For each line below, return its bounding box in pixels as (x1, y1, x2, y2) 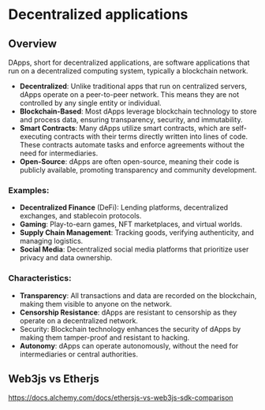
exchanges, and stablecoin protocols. (19, 211, 142, 221)
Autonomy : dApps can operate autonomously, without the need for (19, 341, 239, 350)
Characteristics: (8, 273, 72, 284)
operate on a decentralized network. (19, 315, 138, 325)
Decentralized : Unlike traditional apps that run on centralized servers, (19, 81, 247, 91)
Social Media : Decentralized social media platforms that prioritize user (19, 244, 249, 254)
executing (19, 132, 53, 141)
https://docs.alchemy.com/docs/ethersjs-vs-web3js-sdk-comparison (8, 393, 234, 403)
